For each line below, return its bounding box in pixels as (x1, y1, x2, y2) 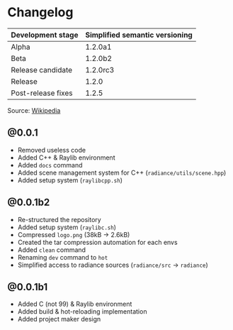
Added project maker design (17, 315, 101, 324)
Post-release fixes (11, 88, 73, 98)
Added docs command (17, 160, 83, 169)
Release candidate (11, 65, 73, 75)
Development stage (11, 30, 79, 40)
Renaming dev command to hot (17, 253, 108, 261)
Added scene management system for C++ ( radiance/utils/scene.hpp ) (17, 168, 227, 177)
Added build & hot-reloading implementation (17, 307, 147, 316)
